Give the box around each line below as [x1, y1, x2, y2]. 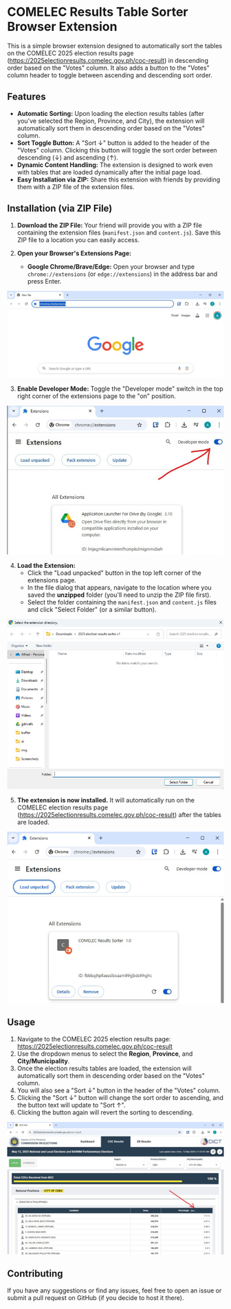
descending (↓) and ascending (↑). [16, 153, 118, 161]
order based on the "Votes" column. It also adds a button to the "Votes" [7, 63, 210, 72]
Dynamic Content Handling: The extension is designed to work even [16, 160, 213, 169]
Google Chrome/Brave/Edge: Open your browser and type [27, 262, 195, 270]
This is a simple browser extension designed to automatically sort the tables [7, 41, 222, 50]
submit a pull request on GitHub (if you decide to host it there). [7, 1293, 184, 1301]
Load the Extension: [16, 561, 76, 569]
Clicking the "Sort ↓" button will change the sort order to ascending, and [16, 1093, 223, 1101]
